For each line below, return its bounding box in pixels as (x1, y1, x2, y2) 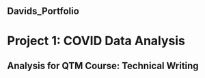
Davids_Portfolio (7, 5, 80, 17)
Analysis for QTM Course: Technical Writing (7, 60, 200, 71)
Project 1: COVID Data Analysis (7, 33, 186, 49)
